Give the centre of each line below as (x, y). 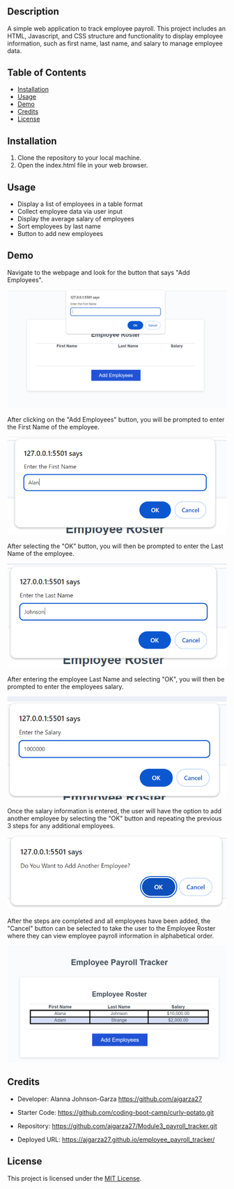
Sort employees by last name (59, 226)
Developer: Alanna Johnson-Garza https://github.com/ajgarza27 (110, 1099)
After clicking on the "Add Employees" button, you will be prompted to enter (116, 420)
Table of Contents (47, 73)
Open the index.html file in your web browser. (83, 165)
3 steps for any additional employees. (61, 825)
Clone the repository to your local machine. (79, 158)
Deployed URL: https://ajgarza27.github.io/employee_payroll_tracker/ (116, 1139)
